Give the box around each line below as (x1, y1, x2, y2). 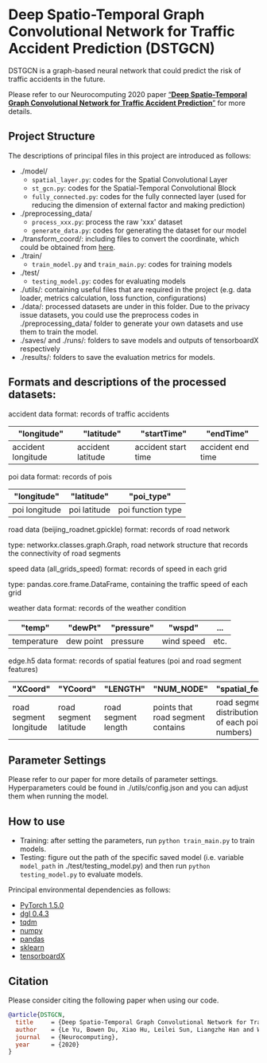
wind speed (161, 635, 206, 647)
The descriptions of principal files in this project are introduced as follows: (8, 150, 252, 160)
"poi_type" (128, 490, 172, 502)
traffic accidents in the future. (8, 74, 106, 84)
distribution (215, 706, 258, 717)
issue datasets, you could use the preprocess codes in (19, 310, 199, 319)
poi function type (118, 504, 183, 515)
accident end (199, 441, 250, 452)
